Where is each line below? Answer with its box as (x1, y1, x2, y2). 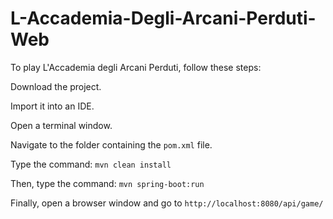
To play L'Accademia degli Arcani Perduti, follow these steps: (10, 61, 262, 73)
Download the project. (10, 80, 102, 92)
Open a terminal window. (10, 119, 113, 131)
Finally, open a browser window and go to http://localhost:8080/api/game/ (10, 197, 324, 209)
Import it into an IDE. (10, 100, 95, 112)
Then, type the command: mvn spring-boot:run (10, 177, 205, 189)
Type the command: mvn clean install (10, 158, 172, 170)
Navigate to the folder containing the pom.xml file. (10, 138, 213, 151)
